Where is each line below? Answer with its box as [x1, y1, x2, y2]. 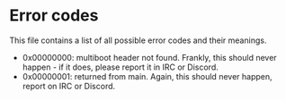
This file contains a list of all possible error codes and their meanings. [9, 35, 267, 46]
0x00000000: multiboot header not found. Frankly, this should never [22, 52, 277, 62]
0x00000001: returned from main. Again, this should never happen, [22, 71, 273, 81]
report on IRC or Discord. [22, 80, 116, 91]
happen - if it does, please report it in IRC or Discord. [22, 62, 219, 72]
